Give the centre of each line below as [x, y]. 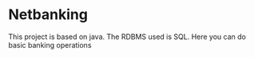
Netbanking [48, 15]
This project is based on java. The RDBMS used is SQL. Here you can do [127, 37]
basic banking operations [50, 44]
